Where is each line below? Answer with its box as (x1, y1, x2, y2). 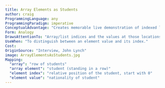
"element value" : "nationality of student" (9, 75, 100, 80)
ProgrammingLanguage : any (5, 16, 58, 21)
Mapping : (5, 57, 23, 62)
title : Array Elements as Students (5, 7, 78, 12)
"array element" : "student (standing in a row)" (9, 66, 111, 71)
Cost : (5, 44, 16, 48)
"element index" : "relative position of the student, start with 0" (9, 71, 153, 76)
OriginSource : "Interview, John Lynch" (5, 48, 87, 53)
